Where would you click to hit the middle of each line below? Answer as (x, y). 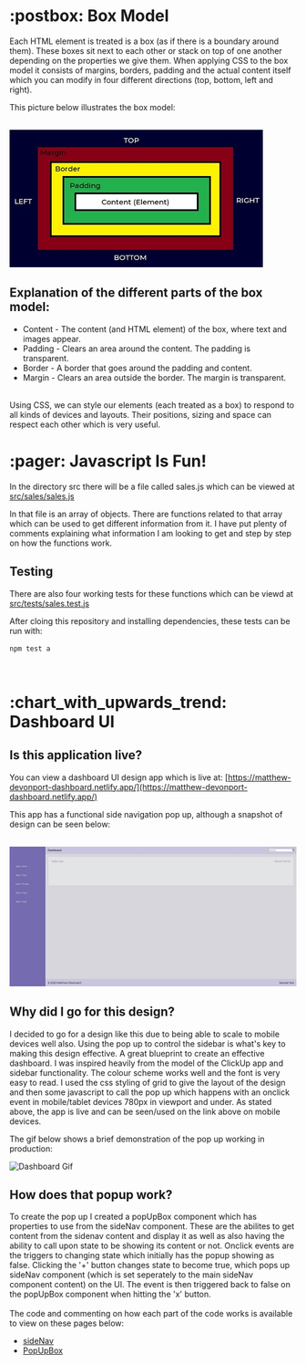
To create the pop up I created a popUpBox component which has (133, 1217)
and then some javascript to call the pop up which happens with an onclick (149, 1092)
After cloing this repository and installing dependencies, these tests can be (150, 620)
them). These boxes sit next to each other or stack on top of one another (146, 50)
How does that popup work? (91, 1195)
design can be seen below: (60, 824)
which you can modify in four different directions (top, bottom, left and (141, 79)
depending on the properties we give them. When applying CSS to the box (149, 60)
